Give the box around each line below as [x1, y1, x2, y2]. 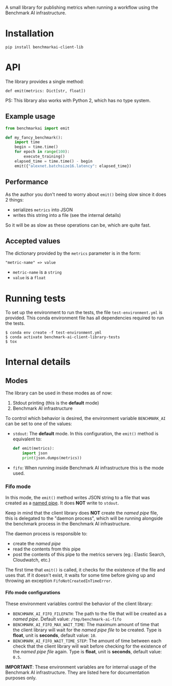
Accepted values [5, 236, 60, 245]
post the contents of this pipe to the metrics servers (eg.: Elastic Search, [12, 551, 166, 558]
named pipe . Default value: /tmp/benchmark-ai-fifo [12, 616, 122, 622]
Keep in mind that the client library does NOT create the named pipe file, [5, 510, 159, 516]
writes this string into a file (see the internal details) [12, 212, 121, 218]
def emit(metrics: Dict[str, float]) [5, 88, 86, 94]
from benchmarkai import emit [5, 125, 70, 131]
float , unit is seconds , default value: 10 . [12, 632, 97, 638]
